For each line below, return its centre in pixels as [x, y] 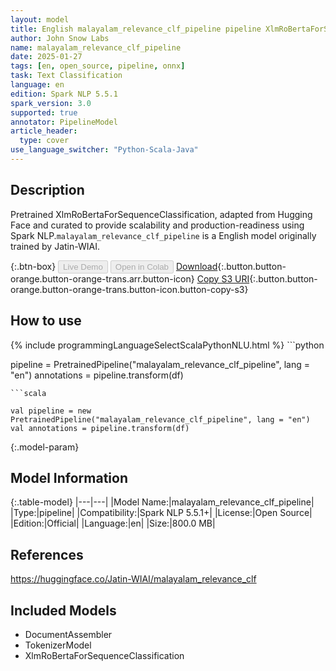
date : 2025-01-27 [46, 57]
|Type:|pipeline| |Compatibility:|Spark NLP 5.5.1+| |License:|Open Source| [161, 513]
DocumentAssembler [68, 634]
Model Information [69, 477]
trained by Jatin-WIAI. [55, 246]
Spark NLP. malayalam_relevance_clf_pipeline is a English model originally [163, 235]
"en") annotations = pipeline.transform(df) [97, 375]
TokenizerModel [58, 645]
